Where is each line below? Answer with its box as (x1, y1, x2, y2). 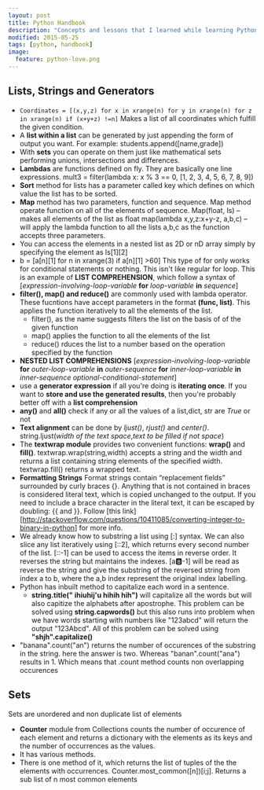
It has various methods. (19, 749, 96, 759)
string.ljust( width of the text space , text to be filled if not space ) (19, 431, 225, 440)
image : (8, 48, 30, 56)
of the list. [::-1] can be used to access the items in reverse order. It (19, 548, 237, 557)
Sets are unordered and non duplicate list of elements (8, 709, 182, 718)
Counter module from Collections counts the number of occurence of (19, 724, 246, 733)
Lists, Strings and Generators (8, 84, 155, 98)
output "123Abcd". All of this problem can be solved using (31, 623, 218, 633)
